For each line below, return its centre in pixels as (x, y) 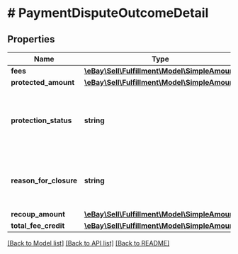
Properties (31, 39)
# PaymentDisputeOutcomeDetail (108, 13)
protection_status (41, 120)
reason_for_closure (44, 180)
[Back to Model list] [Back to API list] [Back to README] (89, 243)
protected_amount (43, 82)
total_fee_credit (38, 226)
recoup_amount (38, 214)
